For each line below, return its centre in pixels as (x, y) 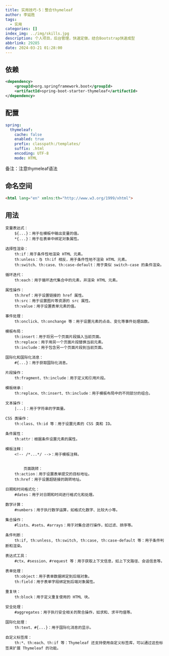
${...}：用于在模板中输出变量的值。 (48, 234)
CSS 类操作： (18, 419)
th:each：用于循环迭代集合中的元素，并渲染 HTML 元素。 (67, 280)
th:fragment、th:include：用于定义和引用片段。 (61, 378)
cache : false (28, 135)
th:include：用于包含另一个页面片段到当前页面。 (60, 348)
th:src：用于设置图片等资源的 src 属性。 (53, 301)
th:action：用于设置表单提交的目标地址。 (53, 474)
